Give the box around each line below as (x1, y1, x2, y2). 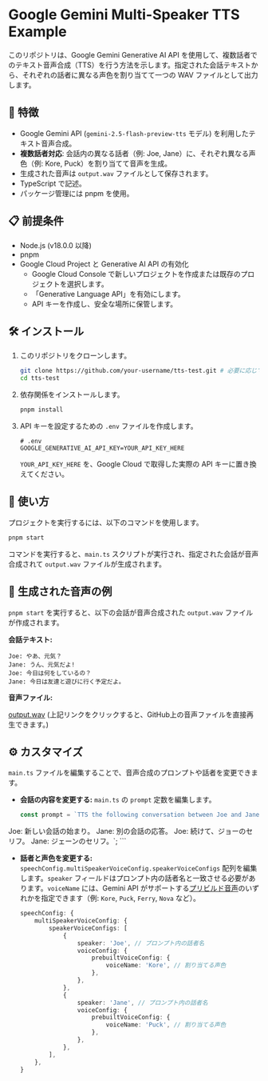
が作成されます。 (8, 618, 64, 627)
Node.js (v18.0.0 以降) (19, 240, 92, 250)
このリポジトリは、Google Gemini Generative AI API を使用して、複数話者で (8, 50, 258, 59)
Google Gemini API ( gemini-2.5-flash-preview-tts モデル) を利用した (19, 128, 249, 138)
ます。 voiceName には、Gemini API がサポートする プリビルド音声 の (26, 883, 246, 893)
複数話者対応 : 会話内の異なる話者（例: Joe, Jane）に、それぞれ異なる (19, 148, 250, 158)
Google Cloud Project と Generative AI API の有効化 (19, 258, 189, 269)
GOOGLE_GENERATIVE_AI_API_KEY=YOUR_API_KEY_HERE (19, 444, 185, 452)
